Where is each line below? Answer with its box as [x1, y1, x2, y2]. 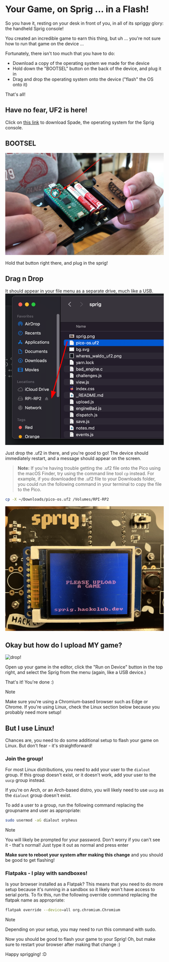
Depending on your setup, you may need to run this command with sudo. [5, 926, 157, 932]
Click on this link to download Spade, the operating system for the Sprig [5, 119, 154, 125]
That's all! [5, 91, 26, 97]
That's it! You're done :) [5, 679, 54, 685]
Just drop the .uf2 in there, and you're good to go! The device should [5, 450, 148, 456]
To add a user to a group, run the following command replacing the [5, 802, 144, 808]
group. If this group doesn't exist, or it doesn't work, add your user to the [5, 772, 156, 778]
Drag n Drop [5, 274, 44, 283]
